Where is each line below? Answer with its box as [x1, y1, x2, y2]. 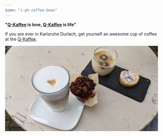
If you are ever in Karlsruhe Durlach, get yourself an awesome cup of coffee [5, 31, 157, 37]
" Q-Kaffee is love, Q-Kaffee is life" [5, 22, 77, 27]
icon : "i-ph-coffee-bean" [5, 8, 57, 13]
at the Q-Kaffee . [5, 36, 37, 42]
